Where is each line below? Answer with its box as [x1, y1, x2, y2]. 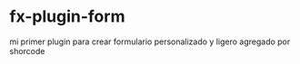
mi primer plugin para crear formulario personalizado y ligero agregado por [9, 36, 291, 47]
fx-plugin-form [9, 6, 125, 27]
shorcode [9, 45, 45, 56]
